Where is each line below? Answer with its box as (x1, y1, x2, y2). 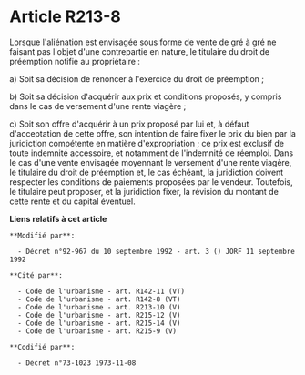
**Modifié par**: (9, 230, 76, 240)
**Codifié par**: (9, 342, 76, 351)
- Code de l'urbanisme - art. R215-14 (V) (17, 319, 181, 328)
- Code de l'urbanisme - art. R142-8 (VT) (17, 294, 181, 304)
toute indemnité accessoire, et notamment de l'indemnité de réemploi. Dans (9, 147, 294, 158)
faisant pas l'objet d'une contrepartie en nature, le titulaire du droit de (9, 46, 270, 56)
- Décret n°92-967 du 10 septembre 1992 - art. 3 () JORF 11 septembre (17, 247, 296, 256)
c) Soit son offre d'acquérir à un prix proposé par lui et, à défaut (9, 118, 249, 129)
